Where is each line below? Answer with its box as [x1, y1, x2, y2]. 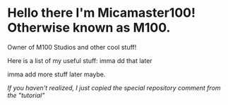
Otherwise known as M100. [7, 20, 171, 36]
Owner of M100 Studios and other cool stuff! [7, 43, 137, 51]
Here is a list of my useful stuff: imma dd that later [7, 56, 153, 64]
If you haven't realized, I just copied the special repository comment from [7, 83, 221, 92]
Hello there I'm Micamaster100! [7, 5, 196, 21]
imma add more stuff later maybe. [7, 70, 106, 78]
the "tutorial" [7, 91, 45, 99]
